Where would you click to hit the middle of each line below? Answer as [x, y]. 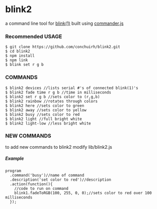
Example [15, 158]
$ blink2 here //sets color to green [45, 106]
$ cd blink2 [18, 52]
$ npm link [17, 60]
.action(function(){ [31, 184]
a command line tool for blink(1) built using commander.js [64, 23]
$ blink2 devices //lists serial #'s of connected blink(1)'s [72, 88]
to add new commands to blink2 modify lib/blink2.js [59, 147]
